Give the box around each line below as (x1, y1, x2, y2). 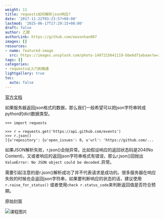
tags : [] (5, 57, 23, 62)
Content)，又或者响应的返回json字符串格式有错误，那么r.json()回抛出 (5, 153, 143, 159)
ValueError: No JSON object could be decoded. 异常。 (5, 159, 114, 165)
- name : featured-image (5, 48, 54, 53)
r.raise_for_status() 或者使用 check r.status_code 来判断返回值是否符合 (5, 182, 152, 188)
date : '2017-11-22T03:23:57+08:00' (5, 16, 78, 21)
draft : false (5, 25, 32, 30)
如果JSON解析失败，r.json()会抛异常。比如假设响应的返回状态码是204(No (5, 146, 153, 152)
